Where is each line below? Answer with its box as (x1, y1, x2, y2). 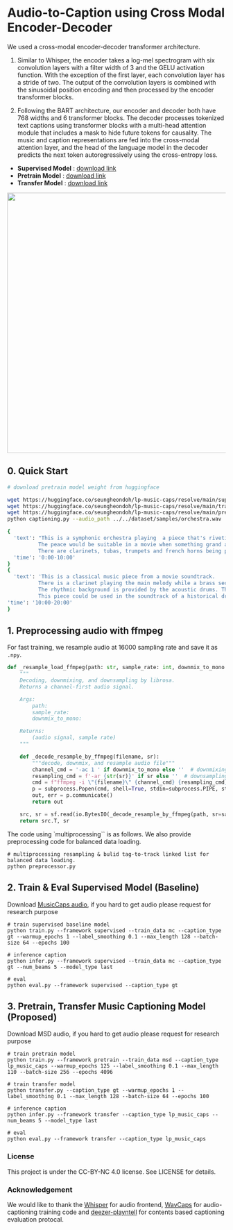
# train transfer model (7, 1081, 76, 1088)
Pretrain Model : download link (17, 171, 106, 180)
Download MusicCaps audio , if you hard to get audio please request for (7, 900, 212, 909)
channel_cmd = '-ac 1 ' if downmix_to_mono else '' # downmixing (32, 766, 228, 773)
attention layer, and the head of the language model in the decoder (17, 143, 209, 151)
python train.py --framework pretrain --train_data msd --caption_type (7, 1056, 218, 1063)
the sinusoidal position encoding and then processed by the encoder (17, 85, 214, 94)
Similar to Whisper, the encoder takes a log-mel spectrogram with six (17, 56, 215, 64)
